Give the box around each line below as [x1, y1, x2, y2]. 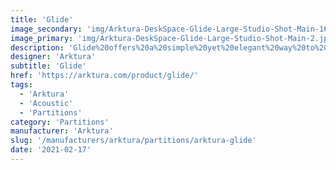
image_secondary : [10, 24, 83, 34]
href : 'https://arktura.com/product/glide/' [10, 71, 199, 81]
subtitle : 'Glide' [10, 61, 87, 71]
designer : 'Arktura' [10, 52, 97, 62]
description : [10, 42, 65, 53]
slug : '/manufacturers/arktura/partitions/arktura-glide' [10, 136, 257, 146]
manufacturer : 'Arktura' [10, 126, 114, 136]
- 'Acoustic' [19, 98, 74, 108]
